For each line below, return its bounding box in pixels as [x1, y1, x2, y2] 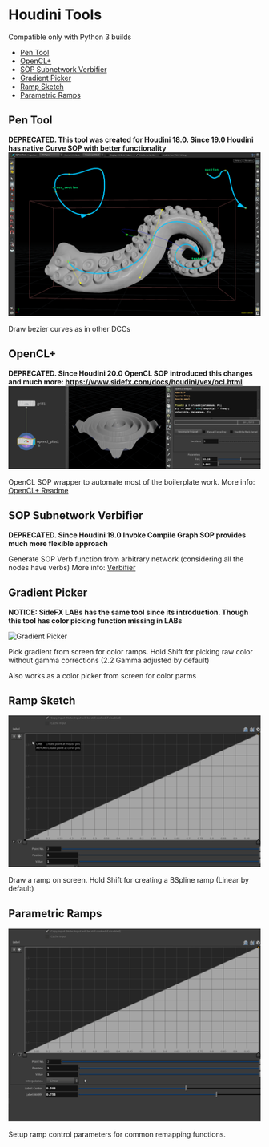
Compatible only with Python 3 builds [8, 32, 132, 42]
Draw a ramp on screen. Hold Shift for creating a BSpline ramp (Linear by [8, 875, 250, 884]
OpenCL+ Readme [8, 486, 69, 496]
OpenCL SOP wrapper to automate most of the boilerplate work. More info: [8, 477, 255, 487]
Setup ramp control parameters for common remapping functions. [8, 1129, 227, 1139]
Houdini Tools [8, 6, 102, 24]
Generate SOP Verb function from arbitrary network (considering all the [8, 554, 244, 564]
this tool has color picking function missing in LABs [8, 615, 183, 626]
